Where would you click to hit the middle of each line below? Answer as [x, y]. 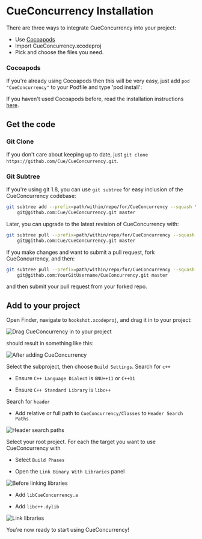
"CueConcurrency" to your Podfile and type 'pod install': [74, 87]
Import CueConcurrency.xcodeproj [58, 46]
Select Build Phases [40, 460]
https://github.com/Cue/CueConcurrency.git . [62, 161]
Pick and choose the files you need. [59, 52]
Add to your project [43, 305]
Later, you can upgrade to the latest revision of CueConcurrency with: [93, 224]
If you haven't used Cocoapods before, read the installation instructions [95, 99]
